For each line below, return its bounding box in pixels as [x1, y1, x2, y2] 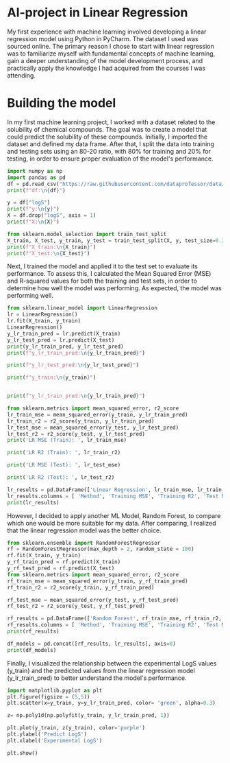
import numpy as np [7, 167, 63, 174]
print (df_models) [7, 646, 57, 653]
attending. [7, 71, 36, 80]
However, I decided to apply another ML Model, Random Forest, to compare [7, 511, 221, 519]
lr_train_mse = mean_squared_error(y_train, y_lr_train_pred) [7, 411, 188, 418]
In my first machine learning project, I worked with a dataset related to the [7, 118, 216, 126]
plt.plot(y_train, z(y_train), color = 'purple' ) [7, 725, 146, 731]
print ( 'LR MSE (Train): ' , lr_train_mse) [7, 437, 127, 444]
